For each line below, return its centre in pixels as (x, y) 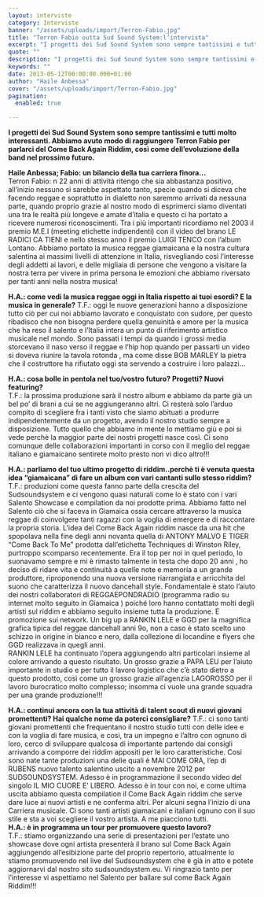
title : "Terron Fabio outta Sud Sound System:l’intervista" (109, 37)
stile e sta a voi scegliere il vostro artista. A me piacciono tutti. (108, 819)
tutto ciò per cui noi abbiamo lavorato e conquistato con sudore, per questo (130, 314)
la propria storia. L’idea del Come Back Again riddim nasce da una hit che (127, 528)
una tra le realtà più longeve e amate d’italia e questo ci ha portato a (118, 215)
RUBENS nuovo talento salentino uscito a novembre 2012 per (107, 769)
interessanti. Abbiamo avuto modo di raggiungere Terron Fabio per (119, 141)
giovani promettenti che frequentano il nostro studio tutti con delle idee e (126, 727)
